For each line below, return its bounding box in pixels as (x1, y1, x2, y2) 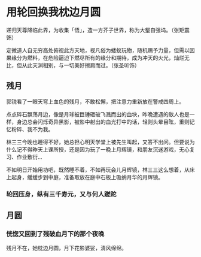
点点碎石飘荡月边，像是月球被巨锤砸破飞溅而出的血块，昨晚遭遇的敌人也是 (6, 110, 190, 117)
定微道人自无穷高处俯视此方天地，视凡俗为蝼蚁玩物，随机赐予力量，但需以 (6, 46, 190, 54)
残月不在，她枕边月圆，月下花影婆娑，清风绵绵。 (6, 244, 127, 252)
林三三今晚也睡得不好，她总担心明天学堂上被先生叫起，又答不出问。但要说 (6, 138, 190, 146)
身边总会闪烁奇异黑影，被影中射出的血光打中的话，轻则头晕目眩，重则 (16, 118, 190, 125)
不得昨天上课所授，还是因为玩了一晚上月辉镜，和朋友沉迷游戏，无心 (22, 146, 190, 153)
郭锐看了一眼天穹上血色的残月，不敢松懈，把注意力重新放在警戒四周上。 (6, 98, 184, 105)
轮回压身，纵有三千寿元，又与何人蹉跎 (6, 190, 117, 198)
